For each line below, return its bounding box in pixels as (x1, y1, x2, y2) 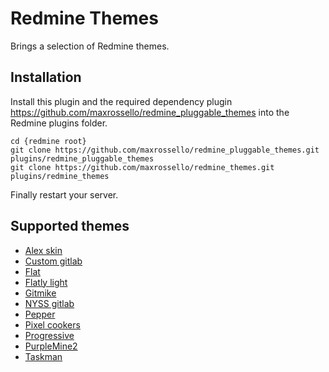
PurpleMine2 (24, 340, 78, 352)
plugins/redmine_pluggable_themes (10, 153, 155, 164)
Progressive (24, 329, 75, 341)
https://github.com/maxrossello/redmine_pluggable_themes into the (10, 106, 290, 118)
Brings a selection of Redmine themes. (10, 40, 170, 52)
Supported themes (10, 218, 130, 235)
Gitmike (24, 287, 57, 299)
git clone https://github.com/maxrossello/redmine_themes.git (10, 162, 275, 172)
